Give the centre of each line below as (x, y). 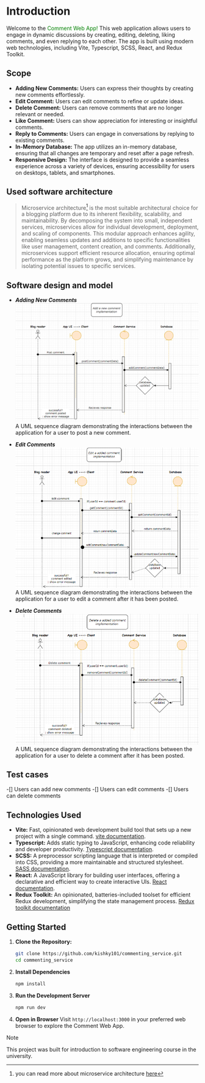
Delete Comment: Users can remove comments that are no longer (99, 108)
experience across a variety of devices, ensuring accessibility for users (105, 166)
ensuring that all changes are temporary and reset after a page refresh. (104, 153)
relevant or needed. (40, 114)
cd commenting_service (44, 960)
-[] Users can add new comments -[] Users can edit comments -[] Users (98, 789)
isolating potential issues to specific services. (78, 266)
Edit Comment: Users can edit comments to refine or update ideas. (100, 101)
